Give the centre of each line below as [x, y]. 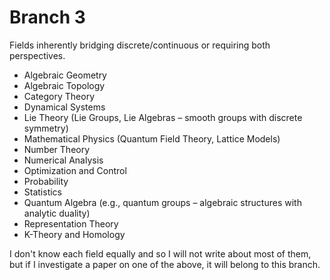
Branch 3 [47, 17]
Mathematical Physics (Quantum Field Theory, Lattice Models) [152, 138]
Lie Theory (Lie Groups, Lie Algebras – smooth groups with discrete [163, 117]
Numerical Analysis [63, 160]
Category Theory [59, 96]
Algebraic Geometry [65, 75]
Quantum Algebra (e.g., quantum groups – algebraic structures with [162, 202]
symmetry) [46, 128]
